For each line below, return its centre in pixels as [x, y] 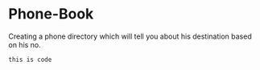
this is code [30, 60]
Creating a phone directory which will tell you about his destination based [130, 36]
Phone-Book [51, 14]
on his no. [25, 44]
